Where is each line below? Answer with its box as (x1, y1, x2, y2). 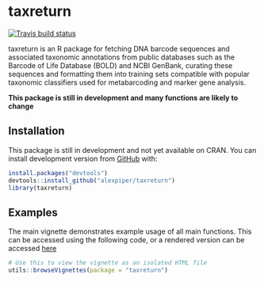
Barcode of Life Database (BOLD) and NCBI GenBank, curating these (8, 60, 233, 70)
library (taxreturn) (8, 184, 73, 192)
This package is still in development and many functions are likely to (8, 93, 239, 102)
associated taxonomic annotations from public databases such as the (8, 52, 235, 62)
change (8, 101, 34, 111)
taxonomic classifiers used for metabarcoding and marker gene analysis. (8, 78, 247, 87)
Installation (8, 124, 65, 138)
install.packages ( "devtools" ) (8, 169, 109, 177)
